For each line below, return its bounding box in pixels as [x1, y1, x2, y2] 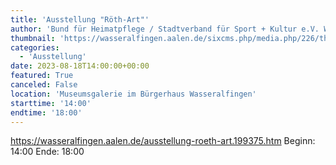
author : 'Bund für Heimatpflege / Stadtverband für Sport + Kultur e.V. [10, 24, 320, 34]
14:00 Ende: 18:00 [10, 146, 85, 158]
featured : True [10, 71, 74, 81]
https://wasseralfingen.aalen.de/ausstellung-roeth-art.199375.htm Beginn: [10, 135, 316, 147]
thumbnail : [10, 33, 56, 43]
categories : [10, 42, 60, 53]
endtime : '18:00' [10, 107, 83, 118]
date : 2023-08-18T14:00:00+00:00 [10, 61, 150, 71]
